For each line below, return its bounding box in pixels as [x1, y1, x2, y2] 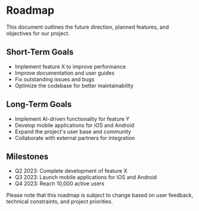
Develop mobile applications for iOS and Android [14, 121, 135, 129]
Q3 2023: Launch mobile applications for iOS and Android [14, 174, 157, 181]
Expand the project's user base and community [14, 128, 132, 135]
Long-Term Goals [6, 99, 72, 109]
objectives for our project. [6, 29, 70, 36]
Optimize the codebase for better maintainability [14, 82, 134, 89]
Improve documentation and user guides [14, 69, 115, 77]
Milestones [6, 151, 49, 161]
